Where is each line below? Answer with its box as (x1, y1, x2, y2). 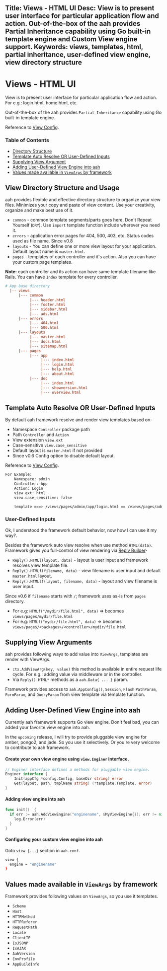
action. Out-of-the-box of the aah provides (5, 19, 141, 28)
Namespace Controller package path (12, 427, 90, 433)
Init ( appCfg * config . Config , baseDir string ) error (14, 776, 123, 781)
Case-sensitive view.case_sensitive (12, 442, 87, 448)
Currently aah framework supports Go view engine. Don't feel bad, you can (5, 719, 159, 725)
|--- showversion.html (40, 385, 88, 390)
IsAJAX (12, 946, 26, 951)
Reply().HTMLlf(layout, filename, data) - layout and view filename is (12, 578, 158, 584)
